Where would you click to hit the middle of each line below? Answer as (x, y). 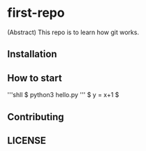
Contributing (36, 117)
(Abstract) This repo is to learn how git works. (73, 32)
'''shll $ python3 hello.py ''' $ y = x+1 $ (63, 95)
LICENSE (27, 140)
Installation (32, 54)
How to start (35, 78)
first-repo (36, 13)
